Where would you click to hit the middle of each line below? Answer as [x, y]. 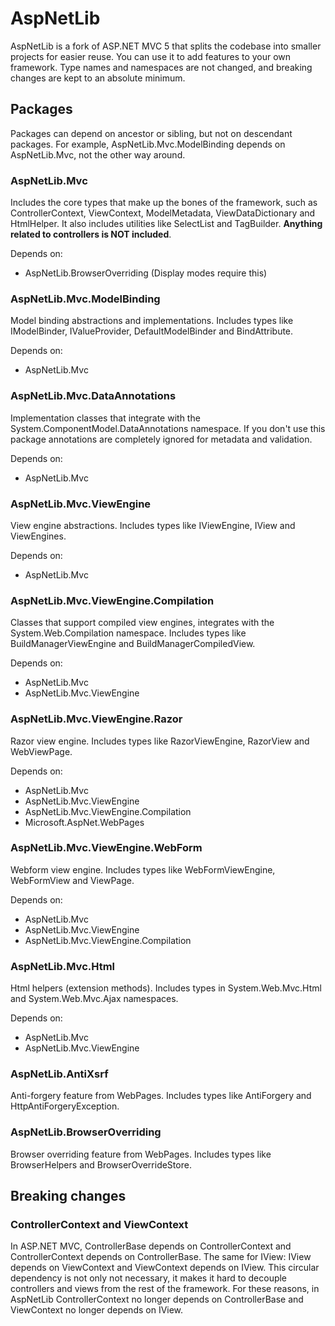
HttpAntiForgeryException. [65, 1106]
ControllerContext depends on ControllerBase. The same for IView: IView [161, 1257]
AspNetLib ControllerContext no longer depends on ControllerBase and [157, 1299]
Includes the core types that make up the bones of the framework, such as [164, 203]
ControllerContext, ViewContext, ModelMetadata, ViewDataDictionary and [163, 213]
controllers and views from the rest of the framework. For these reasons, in [165, 1289]
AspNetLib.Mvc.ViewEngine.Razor [96, 719]
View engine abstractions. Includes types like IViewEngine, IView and [153, 525]
